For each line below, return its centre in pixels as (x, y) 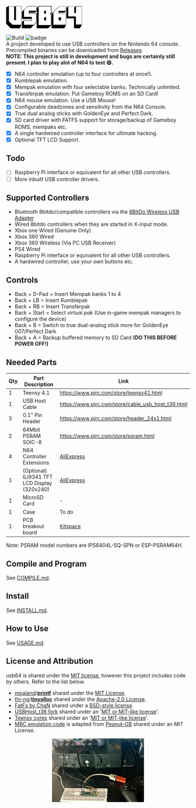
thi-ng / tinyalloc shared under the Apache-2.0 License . (80, 699)
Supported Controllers (48, 197)
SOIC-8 (32, 442)
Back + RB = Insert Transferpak (52, 307)
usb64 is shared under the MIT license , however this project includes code (96, 675)
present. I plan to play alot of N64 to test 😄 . (60, 63)
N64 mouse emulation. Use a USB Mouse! (65, 100)
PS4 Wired (27, 249)
